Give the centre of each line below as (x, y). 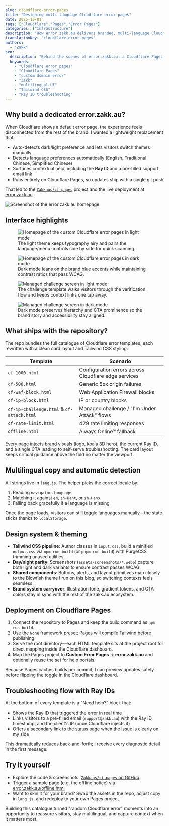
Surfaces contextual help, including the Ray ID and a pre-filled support (86, 169)
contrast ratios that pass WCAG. (51, 274)
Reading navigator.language (42, 492)
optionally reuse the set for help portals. (54, 660)
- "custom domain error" (40, 76)
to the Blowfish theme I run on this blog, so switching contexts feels (83, 578)
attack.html (22, 415)
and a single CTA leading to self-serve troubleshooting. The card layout (79, 449)
